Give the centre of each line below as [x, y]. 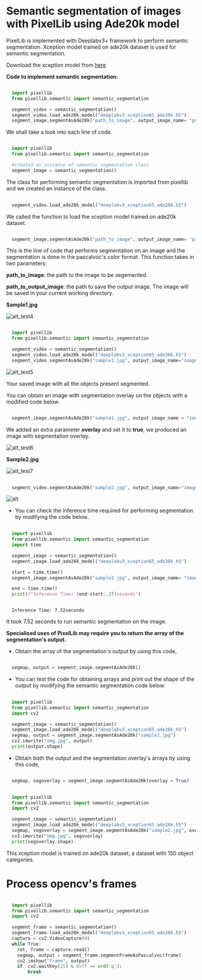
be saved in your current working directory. [60, 293]
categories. [20, 860]
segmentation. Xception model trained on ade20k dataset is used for [91, 47]
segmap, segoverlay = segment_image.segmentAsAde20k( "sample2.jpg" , [99, 831]
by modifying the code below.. [52, 517]
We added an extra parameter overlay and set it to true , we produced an [96, 429]
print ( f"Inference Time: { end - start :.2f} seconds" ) [76, 594]
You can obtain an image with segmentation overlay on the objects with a [97, 395]
